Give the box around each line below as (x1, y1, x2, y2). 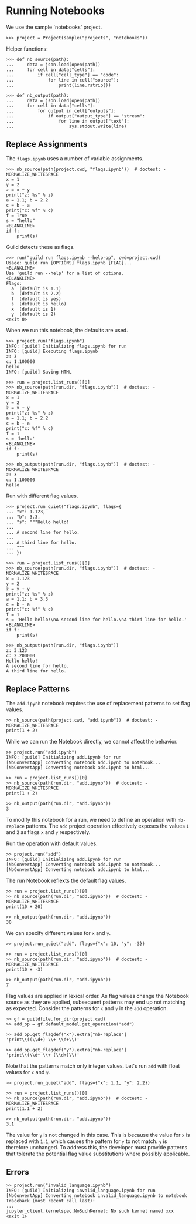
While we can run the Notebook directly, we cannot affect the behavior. (6, 738, 178, 745)
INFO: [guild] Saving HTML (6, 369, 72, 375)
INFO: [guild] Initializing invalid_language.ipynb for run (6, 1188, 156, 1193)
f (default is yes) (11, 295, 61, 302)
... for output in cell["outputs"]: (6, 107, 116, 114)
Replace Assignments (6, 139, 88, 149)
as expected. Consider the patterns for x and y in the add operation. (6, 1004, 169, 1011)
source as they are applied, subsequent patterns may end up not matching (6, 998, 186, 1006)
